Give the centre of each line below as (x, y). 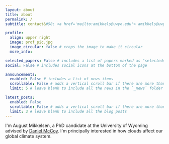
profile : (14, 33)
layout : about (20, 10)
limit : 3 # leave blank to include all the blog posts (68, 111)
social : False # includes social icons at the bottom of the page (76, 65)
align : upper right (30, 38)
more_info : (21, 51)
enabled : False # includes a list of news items (62, 79)
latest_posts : (20, 97)
